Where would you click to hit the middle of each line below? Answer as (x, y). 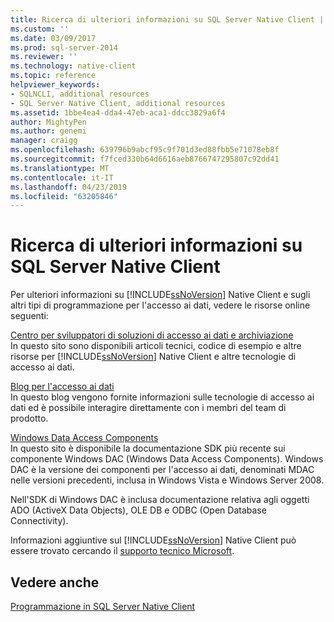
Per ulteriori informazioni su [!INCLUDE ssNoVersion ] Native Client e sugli (160, 295)
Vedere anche (55, 582)
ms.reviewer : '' (44, 57)
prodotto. (29, 418)
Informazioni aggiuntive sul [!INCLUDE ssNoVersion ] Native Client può (153, 540)
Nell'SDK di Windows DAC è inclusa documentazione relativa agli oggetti (160, 500)
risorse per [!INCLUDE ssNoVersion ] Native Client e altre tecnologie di (153, 357)
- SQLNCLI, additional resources (80, 94)
